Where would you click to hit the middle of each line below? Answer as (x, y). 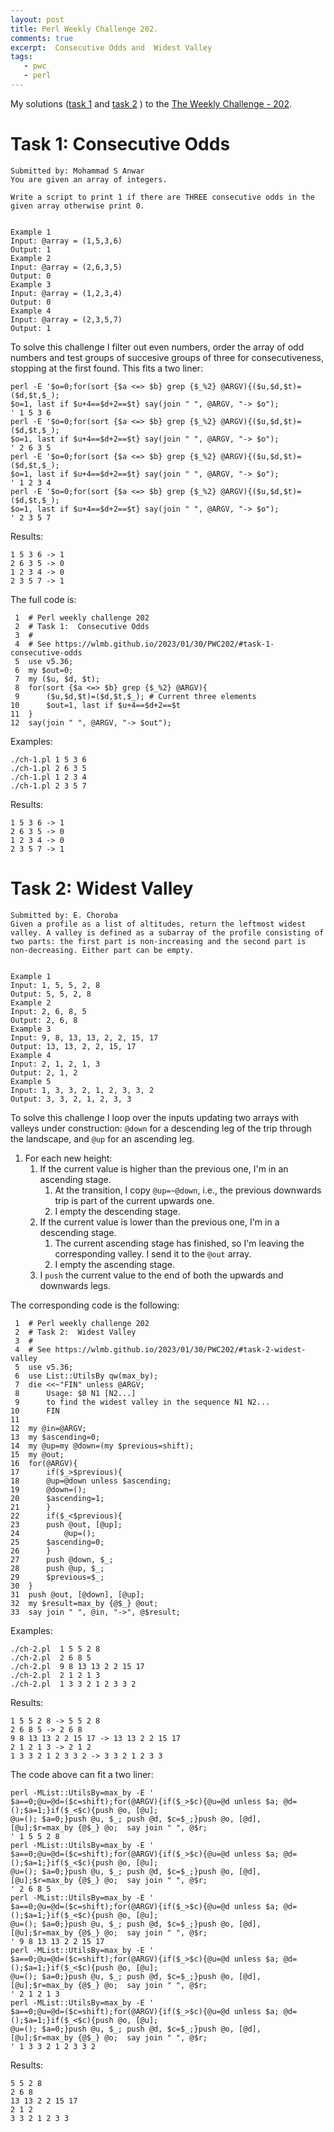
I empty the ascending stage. (114, 1264)
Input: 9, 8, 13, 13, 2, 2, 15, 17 (84, 1037)
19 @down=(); (48, 1489)
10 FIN (35, 1411)
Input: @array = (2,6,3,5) (66, 267)
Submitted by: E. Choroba (64, 915)
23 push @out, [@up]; (66, 1524)
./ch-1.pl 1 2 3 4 (48, 777)
